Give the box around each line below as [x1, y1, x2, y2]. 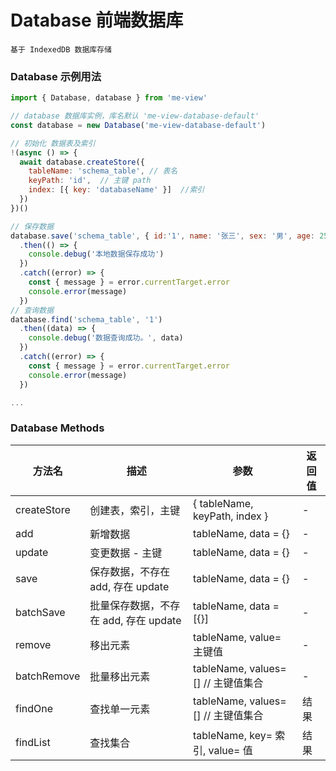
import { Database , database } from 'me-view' [10, 93, 208, 103]
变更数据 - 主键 [89, 546, 163, 560]
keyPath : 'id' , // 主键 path [28, 176, 152, 186]
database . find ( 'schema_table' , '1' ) [10, 314, 163, 325]
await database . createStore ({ [19, 157, 145, 167]
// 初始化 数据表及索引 [10, 138, 96, 148]
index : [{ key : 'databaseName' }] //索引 [28, 185, 205, 195]
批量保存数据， [89, 598, 161, 612]
